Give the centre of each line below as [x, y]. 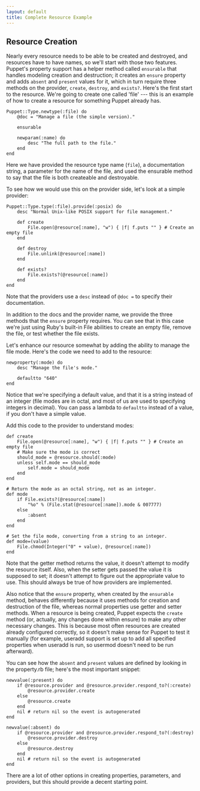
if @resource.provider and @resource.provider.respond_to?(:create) [104, 686]
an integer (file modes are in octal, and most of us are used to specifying [96, 401]
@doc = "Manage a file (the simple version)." [76, 117]
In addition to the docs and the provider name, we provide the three [90, 314]
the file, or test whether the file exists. [53, 334]
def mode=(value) [28, 542]
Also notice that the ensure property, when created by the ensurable [90, 594]
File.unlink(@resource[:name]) [67, 254]
